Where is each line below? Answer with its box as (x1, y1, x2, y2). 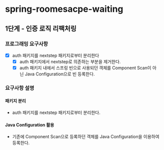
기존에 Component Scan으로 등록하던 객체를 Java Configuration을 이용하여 (12, 134, 160, 140)
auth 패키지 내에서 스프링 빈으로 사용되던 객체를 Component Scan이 (19, 65, 152, 71)
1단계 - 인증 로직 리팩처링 (5, 24, 77, 33)
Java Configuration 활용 (5, 122, 55, 128)
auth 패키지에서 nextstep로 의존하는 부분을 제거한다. (19, 58, 121, 65)
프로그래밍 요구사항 (5, 40, 48, 47)
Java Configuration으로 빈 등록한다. (25, 71, 95, 77)
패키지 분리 (5, 98, 26, 104)
